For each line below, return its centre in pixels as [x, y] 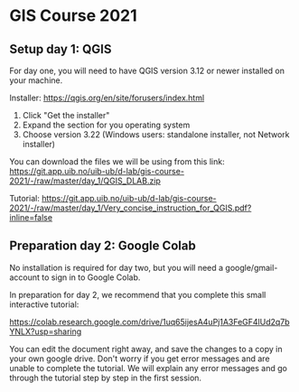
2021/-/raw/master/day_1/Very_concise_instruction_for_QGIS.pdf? [131, 208]
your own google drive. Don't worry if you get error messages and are [140, 359]
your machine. [36, 80]
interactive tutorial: [44, 304]
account [25, 277]
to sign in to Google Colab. [91, 277]
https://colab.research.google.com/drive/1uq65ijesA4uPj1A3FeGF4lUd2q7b [150, 322]
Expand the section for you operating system [106, 125]
